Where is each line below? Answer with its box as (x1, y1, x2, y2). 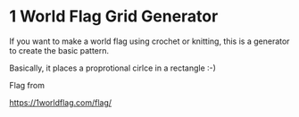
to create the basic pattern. (9, 45, 110, 55)
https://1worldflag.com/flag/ (9, 96, 112, 108)
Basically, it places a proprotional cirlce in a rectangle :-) (9, 63, 217, 73)
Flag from (9, 79, 45, 90)
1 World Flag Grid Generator (9, 6, 219, 27)
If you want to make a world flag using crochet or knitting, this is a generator (9, 36, 290, 46)
